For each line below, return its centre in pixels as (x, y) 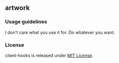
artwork (18, 8)
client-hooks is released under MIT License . (49, 55)
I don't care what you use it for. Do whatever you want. (60, 32)
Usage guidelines (26, 22)
